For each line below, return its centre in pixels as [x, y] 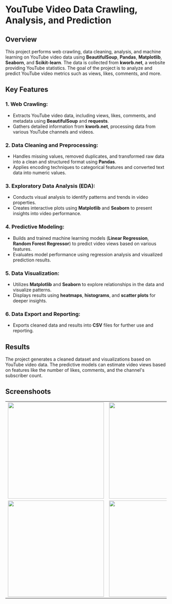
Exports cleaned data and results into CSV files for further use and [83, 325]
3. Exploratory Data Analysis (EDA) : [50, 186]
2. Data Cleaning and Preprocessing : [52, 145]
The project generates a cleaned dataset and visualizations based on [78, 359]
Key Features [27, 90]
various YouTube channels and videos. [53, 131]
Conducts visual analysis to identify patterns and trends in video [80, 197]
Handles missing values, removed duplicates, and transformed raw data [89, 156]
